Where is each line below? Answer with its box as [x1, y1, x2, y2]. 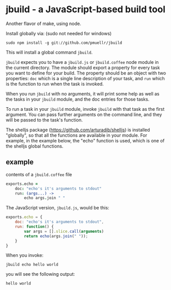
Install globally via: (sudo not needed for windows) [6, 30, 112, 36]
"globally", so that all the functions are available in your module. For [6, 132, 148, 138]
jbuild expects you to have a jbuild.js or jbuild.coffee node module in [6, 59, 159, 65]
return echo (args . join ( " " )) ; [24, 233, 88, 238]
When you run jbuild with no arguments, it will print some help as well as [6, 90, 160, 96]
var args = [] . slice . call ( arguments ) [24, 229, 104, 234]
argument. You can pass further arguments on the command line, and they [6, 111, 162, 117]
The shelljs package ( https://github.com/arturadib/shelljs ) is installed [6, 127, 150, 133]
